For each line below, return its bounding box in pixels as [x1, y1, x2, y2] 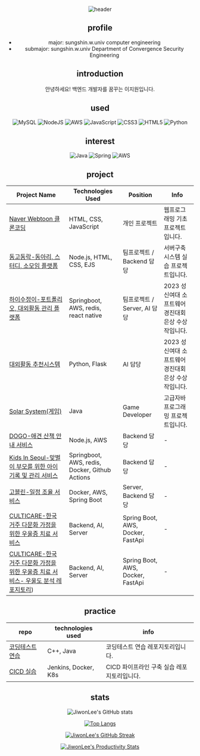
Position [128, 191, 153, 199]
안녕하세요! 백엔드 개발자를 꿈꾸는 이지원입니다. [45, 85, 155, 93]
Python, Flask [68, 360, 107, 368]
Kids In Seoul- [9, 454, 50, 462]
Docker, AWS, [68, 488, 108, 497]
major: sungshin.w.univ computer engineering [48, 39, 161, 46]
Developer [123, 411, 152, 419]
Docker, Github [68, 466, 111, 474]
